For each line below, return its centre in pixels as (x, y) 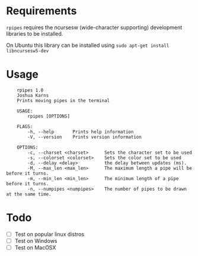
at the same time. (29, 194)
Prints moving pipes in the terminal (63, 100)
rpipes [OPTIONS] (49, 116)
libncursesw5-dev (28, 51)
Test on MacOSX (35, 247)
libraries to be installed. (35, 33)
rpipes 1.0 (30, 90)
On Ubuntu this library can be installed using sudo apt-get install (88, 45)
